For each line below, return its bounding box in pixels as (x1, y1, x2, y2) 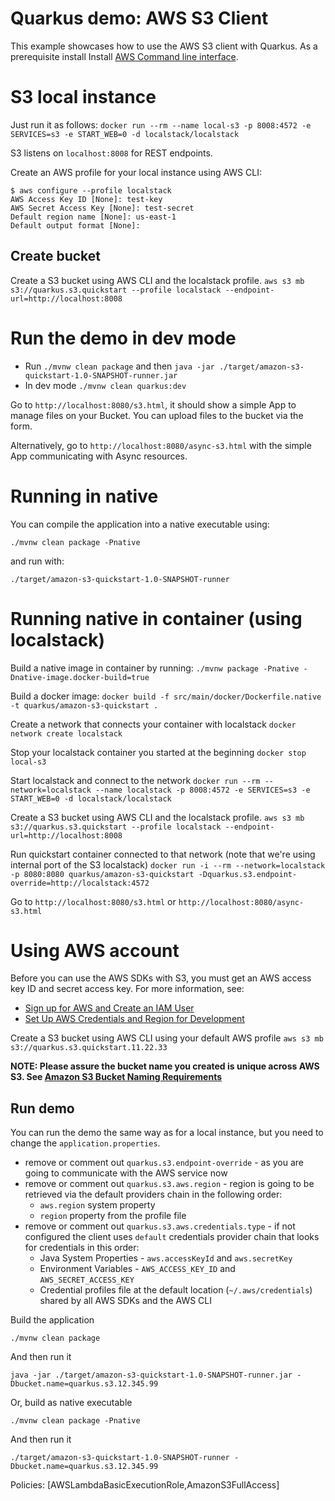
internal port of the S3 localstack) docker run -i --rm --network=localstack (10, 858, 326, 871)
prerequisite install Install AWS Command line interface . (10, 50, 239, 62)
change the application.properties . (10, 1137, 161, 1149)
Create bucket (10, 248, 102, 265)
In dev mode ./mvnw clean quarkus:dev (24, 379, 187, 391)
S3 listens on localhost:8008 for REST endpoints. (10, 147, 213, 159)
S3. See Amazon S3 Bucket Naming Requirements (10, 1071, 223, 1083)
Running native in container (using (10, 607, 303, 630)
